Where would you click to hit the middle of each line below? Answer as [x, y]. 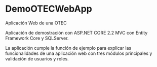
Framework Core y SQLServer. [37, 38]
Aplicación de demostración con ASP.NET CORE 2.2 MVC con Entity [76, 32]
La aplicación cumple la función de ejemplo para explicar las [68, 48]
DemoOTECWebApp [49, 9]
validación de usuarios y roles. [37, 58]
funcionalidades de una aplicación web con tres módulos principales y [79, 53]
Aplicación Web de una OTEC [36, 23]
